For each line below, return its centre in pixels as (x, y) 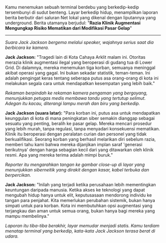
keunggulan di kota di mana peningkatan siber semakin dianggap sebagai (80, 118)
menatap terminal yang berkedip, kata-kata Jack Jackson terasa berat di (80, 231)
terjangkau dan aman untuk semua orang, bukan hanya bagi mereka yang (80, 211)
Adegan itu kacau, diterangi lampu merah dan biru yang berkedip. (73, 103)
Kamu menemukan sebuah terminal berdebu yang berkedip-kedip (72, 7)
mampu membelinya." (27, 216)
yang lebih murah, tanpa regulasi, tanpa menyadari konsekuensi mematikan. (83, 129)
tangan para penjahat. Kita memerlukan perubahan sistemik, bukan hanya (80, 200)
